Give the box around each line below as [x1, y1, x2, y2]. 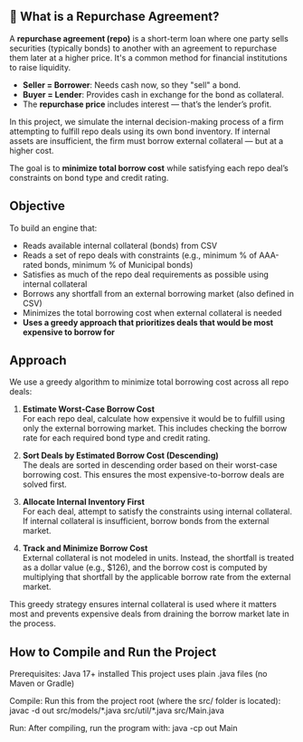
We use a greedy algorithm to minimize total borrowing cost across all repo [9, 376, 289, 387]
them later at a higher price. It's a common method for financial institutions [9, 52, 288, 63]
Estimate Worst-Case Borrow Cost [22, 404, 156, 414]
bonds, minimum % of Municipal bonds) [44, 259, 194, 270]
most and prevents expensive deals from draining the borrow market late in [9, 608, 289, 620]
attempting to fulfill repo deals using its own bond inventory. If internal [9, 126, 270, 137]
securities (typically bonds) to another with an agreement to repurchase [9, 43, 278, 53]
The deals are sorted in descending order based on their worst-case [22, 460, 278, 471]
